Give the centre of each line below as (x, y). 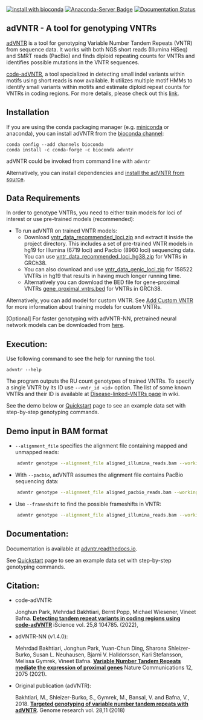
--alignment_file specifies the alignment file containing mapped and (101, 446)
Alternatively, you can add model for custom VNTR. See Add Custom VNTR (100, 300)
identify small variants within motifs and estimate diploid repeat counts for (98, 87)
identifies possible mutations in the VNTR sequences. (73, 62)
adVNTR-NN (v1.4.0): (41, 636)
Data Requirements (43, 198)
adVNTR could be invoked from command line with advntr (79, 161)
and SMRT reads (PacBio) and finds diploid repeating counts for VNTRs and (101, 56)
